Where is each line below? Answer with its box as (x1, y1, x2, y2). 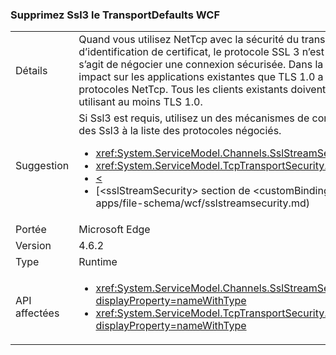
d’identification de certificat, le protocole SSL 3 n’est (78, 45, 325, 59)
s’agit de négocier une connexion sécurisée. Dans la (78, 58, 324, 72)
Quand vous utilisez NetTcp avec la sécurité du (78, 33, 300, 47)
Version (15, 239, 52, 253)
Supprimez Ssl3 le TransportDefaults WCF (10, 8, 220, 22)
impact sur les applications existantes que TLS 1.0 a (78, 70, 324, 84)
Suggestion (15, 159, 70, 173)
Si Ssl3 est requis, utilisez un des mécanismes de (78, 111, 310, 125)
